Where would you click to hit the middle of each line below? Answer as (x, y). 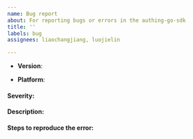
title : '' (22, 27)
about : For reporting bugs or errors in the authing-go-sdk (97, 20)
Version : (30, 66)
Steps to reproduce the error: (51, 128)
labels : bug (24, 33)
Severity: (21, 95)
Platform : (31, 80)
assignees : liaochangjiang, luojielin (64, 40)
